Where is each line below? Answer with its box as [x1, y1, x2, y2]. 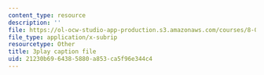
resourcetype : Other [8, 41, 76, 48]
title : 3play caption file [8, 48, 97, 55]
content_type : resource [8, 11, 86, 20]
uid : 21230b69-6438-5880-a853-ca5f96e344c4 [8, 55, 153, 63]
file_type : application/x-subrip [8, 33, 118, 41]
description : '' [8, 19, 61, 27]
